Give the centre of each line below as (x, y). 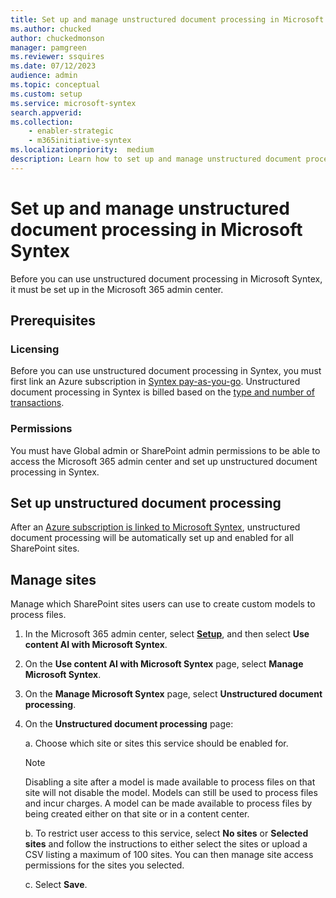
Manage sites (53, 579)
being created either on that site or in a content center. (137, 814)
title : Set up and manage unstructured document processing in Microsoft (167, 19)
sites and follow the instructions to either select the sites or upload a (166, 844)
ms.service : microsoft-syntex (73, 103)
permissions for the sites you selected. (104, 865)
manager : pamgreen (48, 47)
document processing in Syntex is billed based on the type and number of (162, 392)
